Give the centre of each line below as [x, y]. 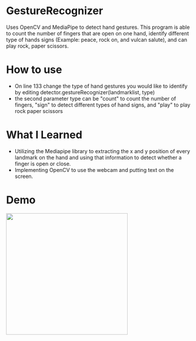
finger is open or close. [43, 164]
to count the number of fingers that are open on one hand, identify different [98, 33]
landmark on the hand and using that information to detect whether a [98, 157]
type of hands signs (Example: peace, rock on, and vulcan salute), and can [97, 39]
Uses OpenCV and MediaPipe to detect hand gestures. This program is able [98, 27]
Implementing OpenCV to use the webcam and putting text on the [94, 170]
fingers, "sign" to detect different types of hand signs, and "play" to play [102, 105]
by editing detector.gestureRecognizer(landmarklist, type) [84, 92]
